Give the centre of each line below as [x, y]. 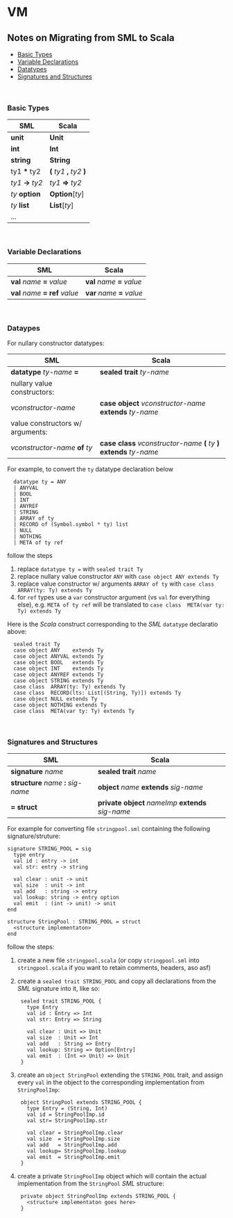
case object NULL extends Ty [55, 699]
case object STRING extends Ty [59, 681]
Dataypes [24, 328]
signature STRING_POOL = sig [49, 849]
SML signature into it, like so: [59, 989]
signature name [37, 772]
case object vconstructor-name [153, 403]
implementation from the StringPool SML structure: [90, 1184]
